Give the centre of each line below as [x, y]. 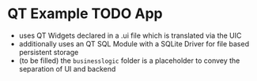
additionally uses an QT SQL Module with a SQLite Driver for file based [134, 43]
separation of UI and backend [67, 68]
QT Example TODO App [85, 14]
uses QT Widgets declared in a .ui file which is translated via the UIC [130, 35]
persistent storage [49, 52]
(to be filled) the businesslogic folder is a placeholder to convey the [129, 61]
